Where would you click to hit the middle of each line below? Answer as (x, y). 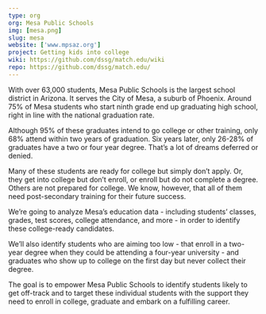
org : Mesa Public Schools (51, 23)
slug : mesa (26, 38)
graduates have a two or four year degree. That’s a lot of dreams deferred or (133, 147)
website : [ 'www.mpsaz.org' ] (55, 45)
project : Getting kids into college (69, 52)
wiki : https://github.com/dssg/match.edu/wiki (87, 60)
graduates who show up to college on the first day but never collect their (127, 260)
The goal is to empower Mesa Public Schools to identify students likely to (128, 284)
